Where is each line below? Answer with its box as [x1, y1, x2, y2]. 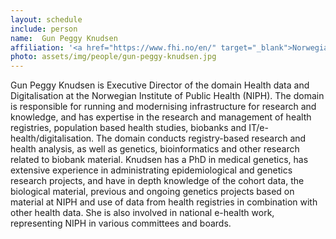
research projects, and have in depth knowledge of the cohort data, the [10, 175, 305, 187]
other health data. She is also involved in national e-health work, [10, 207, 275, 219]
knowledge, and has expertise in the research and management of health [10, 111, 312, 123]
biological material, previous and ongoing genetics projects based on [10, 186, 295, 198]
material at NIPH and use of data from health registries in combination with [10, 196, 318, 208]
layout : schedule [10, 14, 83, 25]
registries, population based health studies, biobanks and [10, 122, 247, 134]
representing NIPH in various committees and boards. [10, 217, 232, 230]
